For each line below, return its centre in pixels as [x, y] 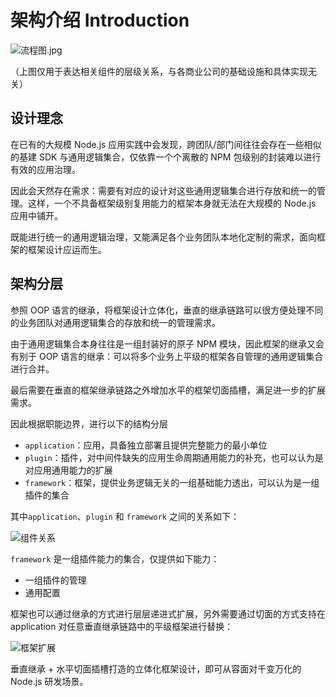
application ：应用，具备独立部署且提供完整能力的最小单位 [146, 445]
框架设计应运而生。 [67, 249]
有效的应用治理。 [45, 169]
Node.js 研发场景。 [49, 681]
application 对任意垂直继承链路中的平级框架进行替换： [122, 626]
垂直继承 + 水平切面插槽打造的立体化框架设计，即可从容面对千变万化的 [156, 668]
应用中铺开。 [36, 215]
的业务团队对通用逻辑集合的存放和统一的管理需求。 [115, 322]
